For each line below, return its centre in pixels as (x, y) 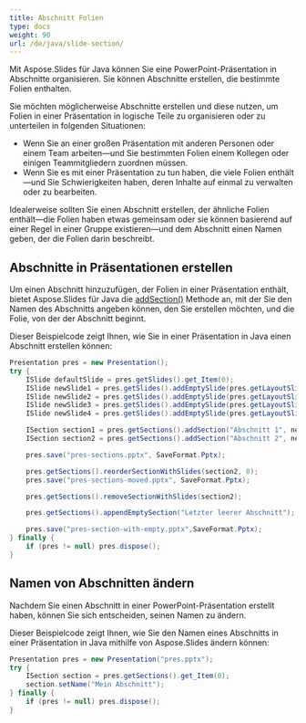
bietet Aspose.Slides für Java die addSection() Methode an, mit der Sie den (151, 299)
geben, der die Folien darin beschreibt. (82, 239)
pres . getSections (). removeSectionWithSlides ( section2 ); (134, 497)
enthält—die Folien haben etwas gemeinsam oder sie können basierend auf (151, 219)
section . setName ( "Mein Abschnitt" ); (96, 685)
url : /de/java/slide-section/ (67, 43)
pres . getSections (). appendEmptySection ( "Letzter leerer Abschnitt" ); (161, 513)
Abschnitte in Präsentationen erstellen (122, 267)
